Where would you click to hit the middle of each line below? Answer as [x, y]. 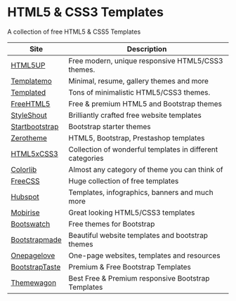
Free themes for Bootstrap [112, 224]
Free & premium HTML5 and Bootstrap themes [145, 104]
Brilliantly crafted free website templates [135, 115]
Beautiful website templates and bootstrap [138, 235]
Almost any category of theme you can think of [146, 169]
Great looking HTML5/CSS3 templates [132, 213]
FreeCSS [25, 181]
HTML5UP [28, 65]
